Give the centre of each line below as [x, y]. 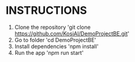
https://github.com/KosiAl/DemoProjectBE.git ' [72, 33]
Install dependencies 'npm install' [56, 46]
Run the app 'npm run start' [49, 52]
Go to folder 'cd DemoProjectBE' [55, 40]
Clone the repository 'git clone [52, 27]
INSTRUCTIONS [47, 11]
